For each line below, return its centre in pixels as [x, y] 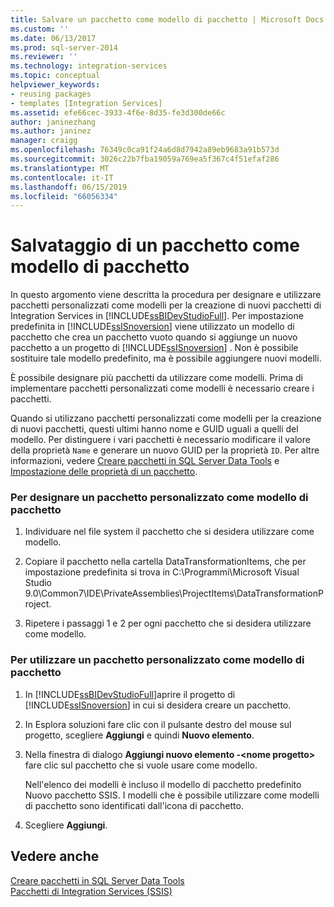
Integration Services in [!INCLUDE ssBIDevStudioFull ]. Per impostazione [157, 316]
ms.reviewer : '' [44, 57]
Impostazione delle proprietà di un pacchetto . [104, 472]
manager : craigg [44, 141]
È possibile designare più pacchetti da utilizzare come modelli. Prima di [156, 378]
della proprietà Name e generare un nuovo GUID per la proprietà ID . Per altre [165, 450]
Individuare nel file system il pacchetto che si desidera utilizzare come [169, 532]
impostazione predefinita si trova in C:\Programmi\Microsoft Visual [162, 572]
